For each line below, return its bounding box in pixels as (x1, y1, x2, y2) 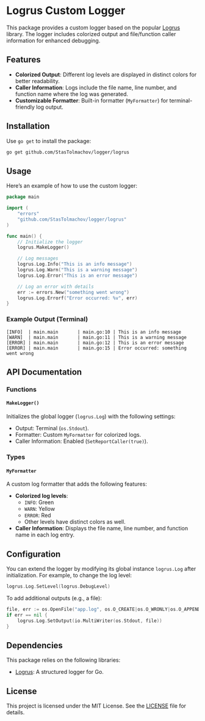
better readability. (15, 77, 60, 84)
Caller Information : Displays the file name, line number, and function (15, 525, 188, 532)
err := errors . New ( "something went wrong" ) (17, 289, 130, 295)
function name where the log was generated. (15, 90, 129, 98)
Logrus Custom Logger (6, 4, 126, 18)
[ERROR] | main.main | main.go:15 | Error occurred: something (6, 345, 187, 351)
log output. (36, 103, 64, 111)
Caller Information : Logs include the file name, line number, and (15, 84, 177, 91)
